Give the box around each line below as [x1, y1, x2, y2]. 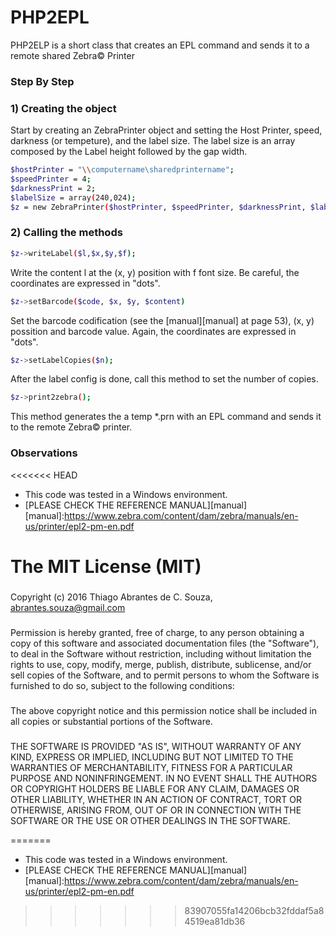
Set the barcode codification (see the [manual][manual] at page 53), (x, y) [10, 314, 315, 326]
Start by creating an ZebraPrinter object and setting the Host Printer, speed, [10, 124, 323, 136]
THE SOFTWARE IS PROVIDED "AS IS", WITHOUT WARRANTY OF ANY [10, 740, 302, 752]
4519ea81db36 [184, 915, 246, 927]
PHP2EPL [10, 6, 90, 29]
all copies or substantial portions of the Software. [10, 715, 213, 727]
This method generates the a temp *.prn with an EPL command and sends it [10, 411, 322, 423]
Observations [10, 446, 78, 460]
